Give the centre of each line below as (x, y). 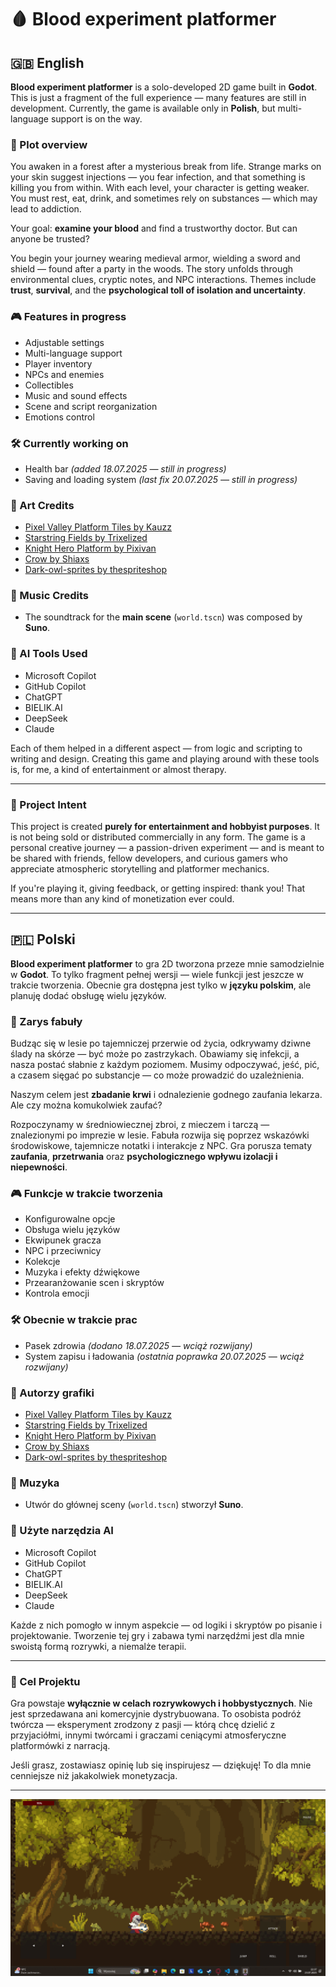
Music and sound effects (76, 395)
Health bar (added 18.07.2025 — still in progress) (125, 468)
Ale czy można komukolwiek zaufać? (86, 1105)
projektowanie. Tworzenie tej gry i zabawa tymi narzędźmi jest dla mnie (157, 1635)
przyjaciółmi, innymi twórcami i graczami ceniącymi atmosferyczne (148, 1735)
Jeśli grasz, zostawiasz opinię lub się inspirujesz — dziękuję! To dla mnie (161, 1765)
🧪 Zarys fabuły (46, 1021)
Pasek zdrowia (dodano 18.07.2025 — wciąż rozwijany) (138, 1345)
